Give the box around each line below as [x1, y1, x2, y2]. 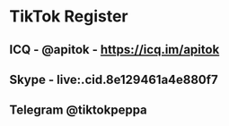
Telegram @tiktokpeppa [9, 103, 148, 118]
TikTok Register [9, 6, 128, 27]
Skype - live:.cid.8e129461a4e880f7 [9, 71, 218, 87]
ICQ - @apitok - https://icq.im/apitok [9, 42, 220, 57]
